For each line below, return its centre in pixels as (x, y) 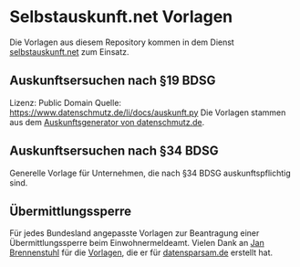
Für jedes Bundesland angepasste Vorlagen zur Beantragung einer (134, 233)
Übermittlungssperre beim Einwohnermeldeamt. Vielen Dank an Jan (137, 243)
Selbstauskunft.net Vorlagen (121, 17)
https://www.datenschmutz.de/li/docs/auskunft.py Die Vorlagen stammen (148, 112)
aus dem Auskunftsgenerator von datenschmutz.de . (107, 122)
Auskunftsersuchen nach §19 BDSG (113, 81)
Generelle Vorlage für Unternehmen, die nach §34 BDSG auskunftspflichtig (150, 173)
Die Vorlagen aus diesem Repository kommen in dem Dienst (122, 42)
